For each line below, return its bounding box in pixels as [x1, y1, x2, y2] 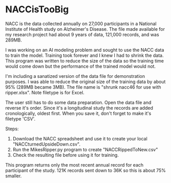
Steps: [5, 126, 19, 132]
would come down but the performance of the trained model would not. [5, 63, 156, 69]
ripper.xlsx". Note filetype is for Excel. [5, 89, 85, 95]
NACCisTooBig [5, 4, 69, 15]
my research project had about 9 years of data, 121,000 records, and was [5, 31, 159, 37]
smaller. [5, 173, 22, 179]
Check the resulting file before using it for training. [12, 152, 119, 158]
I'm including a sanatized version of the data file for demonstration [5, 73, 145, 79]
